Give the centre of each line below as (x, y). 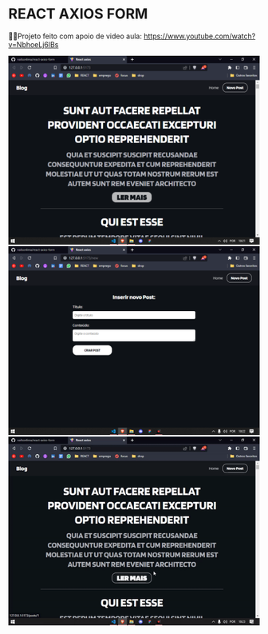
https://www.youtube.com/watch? (199, 36)
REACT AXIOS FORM (78, 14)
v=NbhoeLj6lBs (33, 44)
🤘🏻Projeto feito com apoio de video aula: (75, 36)
